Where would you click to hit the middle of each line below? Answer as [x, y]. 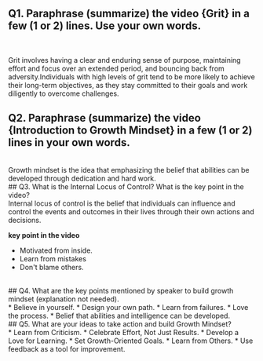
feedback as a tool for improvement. [67, 348]
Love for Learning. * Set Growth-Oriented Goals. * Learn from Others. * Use [131, 341]
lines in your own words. [69, 142]
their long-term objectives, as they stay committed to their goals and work [128, 85]
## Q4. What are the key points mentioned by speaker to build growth [121, 290]
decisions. [25, 220]
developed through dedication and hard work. [82, 178]
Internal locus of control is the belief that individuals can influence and [122, 203]
